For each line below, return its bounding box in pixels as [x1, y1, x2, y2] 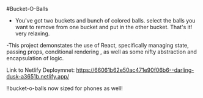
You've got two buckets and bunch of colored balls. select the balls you [15, 17, 196, 24]
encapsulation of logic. [6, 55, 64, 61]
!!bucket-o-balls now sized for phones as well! [6, 85, 124, 92]
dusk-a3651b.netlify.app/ [6, 73, 69, 80]
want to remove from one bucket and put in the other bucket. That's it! [15, 24, 193, 30]
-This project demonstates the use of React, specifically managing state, [6, 42, 190, 49]
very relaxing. [15, 30, 50, 37]
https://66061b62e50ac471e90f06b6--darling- [76, 66, 194, 74]
